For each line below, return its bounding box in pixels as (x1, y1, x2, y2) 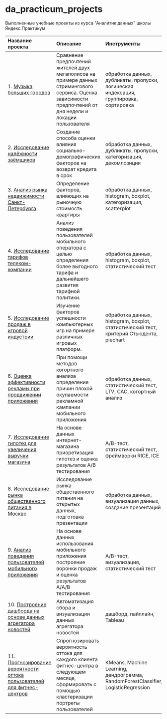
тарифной (56, 288, 80, 294)
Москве (7, 510, 27, 517)
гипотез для (7, 439, 37, 446)
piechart (105, 336, 125, 343)
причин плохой (56, 385, 93, 392)
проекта (7, 43, 28, 50)
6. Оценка (7, 372, 32, 379)
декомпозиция (105, 159, 141, 166)
